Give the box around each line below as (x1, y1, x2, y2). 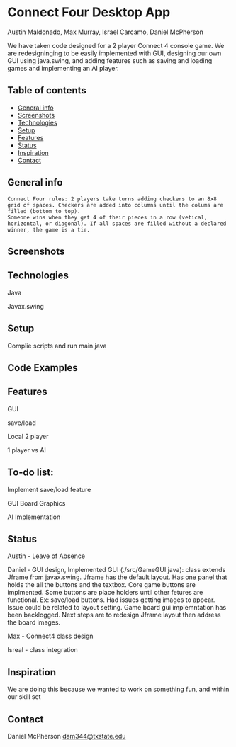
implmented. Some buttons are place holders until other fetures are (7, 588, 203, 597)
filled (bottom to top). (7, 207, 81, 215)
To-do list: (7, 467, 55, 479)
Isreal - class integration (7, 646, 78, 654)
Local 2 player (7, 432, 49, 440)
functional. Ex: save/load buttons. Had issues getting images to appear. (7, 595, 215, 604)
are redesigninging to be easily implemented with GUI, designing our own (7, 49, 222, 57)
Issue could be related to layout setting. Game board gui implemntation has (7, 603, 227, 612)
